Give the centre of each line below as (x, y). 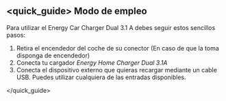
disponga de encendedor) (53, 55)
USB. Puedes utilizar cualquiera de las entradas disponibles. (101, 77)
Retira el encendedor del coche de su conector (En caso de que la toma (118, 48)
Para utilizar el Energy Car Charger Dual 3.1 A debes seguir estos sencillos (111, 27)
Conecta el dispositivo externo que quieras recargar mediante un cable (116, 70)
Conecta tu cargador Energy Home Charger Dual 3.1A (92, 62)
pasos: (16, 35)
